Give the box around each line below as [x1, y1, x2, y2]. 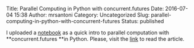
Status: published [121, 18, 164, 24]
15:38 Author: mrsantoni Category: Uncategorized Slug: [14, 11, 150, 18]
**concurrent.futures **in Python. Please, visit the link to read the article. [6, 36, 185, 42]
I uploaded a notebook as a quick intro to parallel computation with [6, 29, 170, 36]
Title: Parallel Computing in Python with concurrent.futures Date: [6, 5, 164, 12]
